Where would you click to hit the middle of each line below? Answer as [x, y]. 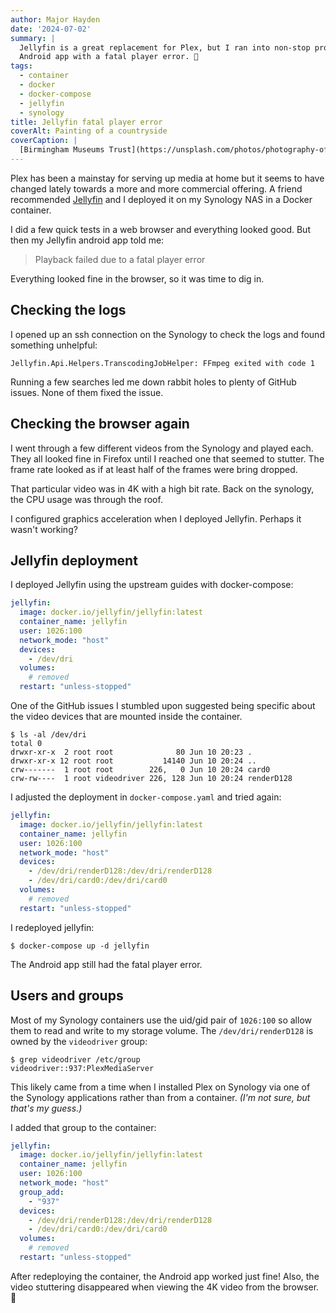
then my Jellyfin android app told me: [87, 240]
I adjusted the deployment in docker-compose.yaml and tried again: [146, 797]
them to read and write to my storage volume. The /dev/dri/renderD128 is [162, 1030]
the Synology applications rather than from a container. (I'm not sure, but [160, 1097]
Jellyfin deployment [74, 560]
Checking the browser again [100, 424]
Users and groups [67, 996]
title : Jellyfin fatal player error [86, 122]
